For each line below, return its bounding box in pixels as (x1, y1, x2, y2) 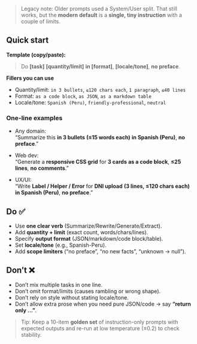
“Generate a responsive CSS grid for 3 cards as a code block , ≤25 (14, 158, 181, 166)
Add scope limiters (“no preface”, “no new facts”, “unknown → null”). (14, 247, 186, 255)
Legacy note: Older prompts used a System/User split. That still (20, 5, 178, 12)
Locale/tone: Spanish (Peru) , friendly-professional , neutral (14, 98, 166, 106)
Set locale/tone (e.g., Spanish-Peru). (14, 241, 107, 249)
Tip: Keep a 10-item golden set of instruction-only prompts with (20, 318, 178, 325)
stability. (20, 331, 42, 338)
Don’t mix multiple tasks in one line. (14, 281, 103, 288)
